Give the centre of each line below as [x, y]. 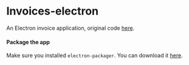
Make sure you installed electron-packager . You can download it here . [95, 55]
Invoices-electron [53, 11]
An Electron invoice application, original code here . [70, 28]
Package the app [28, 42]
